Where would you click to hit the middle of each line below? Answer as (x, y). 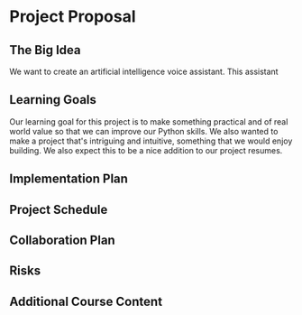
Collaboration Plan (62, 240)
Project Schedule (59, 209)
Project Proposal (73, 17)
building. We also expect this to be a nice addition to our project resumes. (146, 150)
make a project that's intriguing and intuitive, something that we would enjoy (151, 141)
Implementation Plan (69, 179)
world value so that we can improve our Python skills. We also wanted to (144, 131)
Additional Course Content (86, 301)
